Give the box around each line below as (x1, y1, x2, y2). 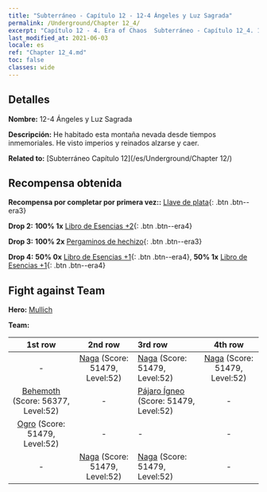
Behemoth (21, 385, 61, 396)
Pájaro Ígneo (137, 385, 185, 396)
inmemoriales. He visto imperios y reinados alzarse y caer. (8, 138, 199, 147)
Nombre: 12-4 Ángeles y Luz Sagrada (8, 114, 133, 123)
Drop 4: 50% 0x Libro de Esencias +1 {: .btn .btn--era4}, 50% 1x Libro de (8, 252, 248, 262)
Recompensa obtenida (8, 176, 122, 189)
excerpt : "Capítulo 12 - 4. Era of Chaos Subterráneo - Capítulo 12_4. (8, 26, 254, 34)
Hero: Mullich (8, 305, 53, 314)
